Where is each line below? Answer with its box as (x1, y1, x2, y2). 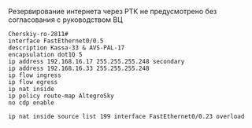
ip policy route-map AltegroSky (8, 92, 114, 100)
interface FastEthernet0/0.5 (8, 37, 104, 45)
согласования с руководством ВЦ (8, 15, 124, 24)
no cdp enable (8, 99, 55, 107)
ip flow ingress (8, 71, 61, 79)
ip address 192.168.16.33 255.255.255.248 (8, 64, 150, 72)
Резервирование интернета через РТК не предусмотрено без (8, 7, 217, 16)
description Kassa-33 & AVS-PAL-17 (8, 44, 125, 52)
